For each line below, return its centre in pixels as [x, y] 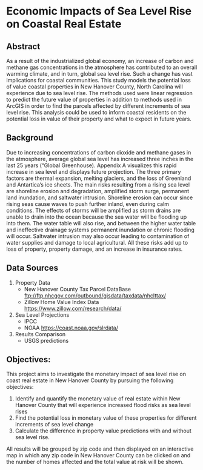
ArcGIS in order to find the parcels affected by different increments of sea [98, 106]
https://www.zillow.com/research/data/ [73, 308]
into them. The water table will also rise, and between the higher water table [101, 223]
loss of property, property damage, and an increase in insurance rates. [95, 249]
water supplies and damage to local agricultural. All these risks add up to [97, 242]
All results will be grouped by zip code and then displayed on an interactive [100, 449]
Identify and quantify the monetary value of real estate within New [98, 399]
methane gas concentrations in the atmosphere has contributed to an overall [102, 67]
